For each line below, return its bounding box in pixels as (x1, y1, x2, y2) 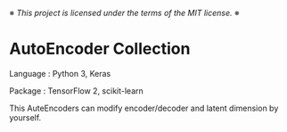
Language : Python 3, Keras (9, 68, 111, 78)
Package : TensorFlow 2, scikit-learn (9, 85, 144, 96)
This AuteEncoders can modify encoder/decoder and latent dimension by (9, 103, 279, 113)
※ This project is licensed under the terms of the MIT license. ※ (9, 8, 240, 18)
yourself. (9, 111, 42, 123)
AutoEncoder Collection (9, 39, 191, 59)
